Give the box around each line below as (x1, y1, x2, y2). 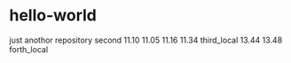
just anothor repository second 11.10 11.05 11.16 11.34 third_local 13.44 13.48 (9, 35, 283, 45)
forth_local (9, 43, 49, 54)
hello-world (9, 5, 98, 26)
